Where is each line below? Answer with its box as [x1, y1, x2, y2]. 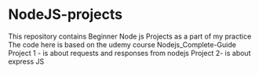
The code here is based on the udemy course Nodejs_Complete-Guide [8, 39, 237, 49]
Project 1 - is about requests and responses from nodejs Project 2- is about [8, 48, 251, 57]
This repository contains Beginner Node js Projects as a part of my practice [8, 31, 252, 41]
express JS [8, 57, 45, 66]
